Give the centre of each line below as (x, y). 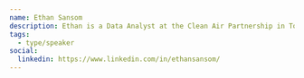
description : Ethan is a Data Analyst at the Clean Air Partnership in (147, 26)
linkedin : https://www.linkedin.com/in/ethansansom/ (119, 59)
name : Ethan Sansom (46, 17)
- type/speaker (46, 43)
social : (24, 51)
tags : (19, 34)
